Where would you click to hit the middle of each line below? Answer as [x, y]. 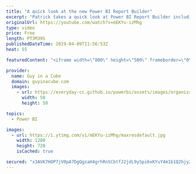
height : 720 [31, 146]
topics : [15, 114]
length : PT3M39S [26, 39]
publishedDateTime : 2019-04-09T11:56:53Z [57, 44]
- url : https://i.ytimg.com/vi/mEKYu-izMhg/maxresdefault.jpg [88, 135]
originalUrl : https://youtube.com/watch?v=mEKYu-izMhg [74, 22]
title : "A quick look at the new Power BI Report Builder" [79, 11]
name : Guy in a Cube [36, 76]
